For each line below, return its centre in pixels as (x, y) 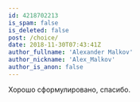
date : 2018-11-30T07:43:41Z (55, 45)
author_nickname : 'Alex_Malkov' (62, 60)
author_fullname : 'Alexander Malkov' (71, 52)
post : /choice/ (33, 38)
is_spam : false (33, 23)
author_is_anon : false (46, 67)
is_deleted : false (39, 30)
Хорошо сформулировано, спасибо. (70, 89)
